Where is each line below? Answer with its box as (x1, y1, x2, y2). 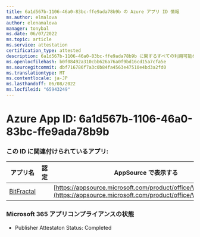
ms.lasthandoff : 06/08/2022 (6, 81, 76, 87)
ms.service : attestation (6, 42, 68, 48)
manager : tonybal (6, 25, 49, 32)
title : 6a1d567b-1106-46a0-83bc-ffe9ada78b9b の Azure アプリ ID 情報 (6, 8, 180, 15)
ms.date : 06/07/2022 (6, 31, 58, 37)
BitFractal (9, 187, 36, 196)
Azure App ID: (6, 112, 77, 126)
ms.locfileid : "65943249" (6, 87, 70, 93)
